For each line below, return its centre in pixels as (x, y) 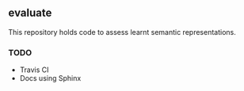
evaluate (30, 13)
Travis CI (34, 70)
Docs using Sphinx (50, 78)
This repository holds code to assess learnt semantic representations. (122, 32)
